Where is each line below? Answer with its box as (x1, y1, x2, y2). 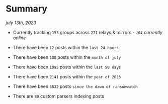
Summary (6, 3, 47, 15)
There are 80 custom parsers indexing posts (13, 93, 105, 99)
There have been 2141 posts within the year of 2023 (13, 73, 121, 79)
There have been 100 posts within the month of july (13, 54, 121, 60)
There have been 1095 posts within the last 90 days (13, 64, 121, 70)
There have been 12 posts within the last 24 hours (13, 44, 119, 50)
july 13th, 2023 (6, 20, 37, 26)
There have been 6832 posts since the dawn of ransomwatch (13, 83, 138, 89)
